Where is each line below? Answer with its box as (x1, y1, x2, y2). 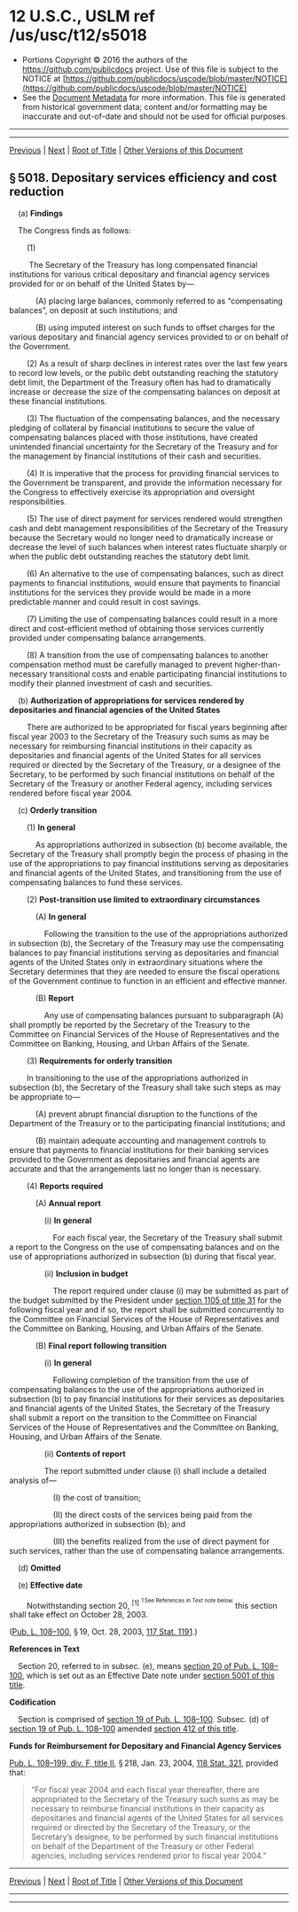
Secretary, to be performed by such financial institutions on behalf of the (9, 769, 275, 780)
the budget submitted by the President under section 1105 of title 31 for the (9, 1295, 282, 1305)
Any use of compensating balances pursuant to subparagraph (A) (43, 1009, 284, 1021)
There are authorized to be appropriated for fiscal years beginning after (26, 721, 288, 733)
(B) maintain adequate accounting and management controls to (35, 1135, 266, 1146)
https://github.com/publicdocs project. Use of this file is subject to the (21, 64, 279, 74)
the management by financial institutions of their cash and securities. (9, 451, 262, 461)
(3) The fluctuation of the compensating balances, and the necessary (26, 412, 280, 423)
